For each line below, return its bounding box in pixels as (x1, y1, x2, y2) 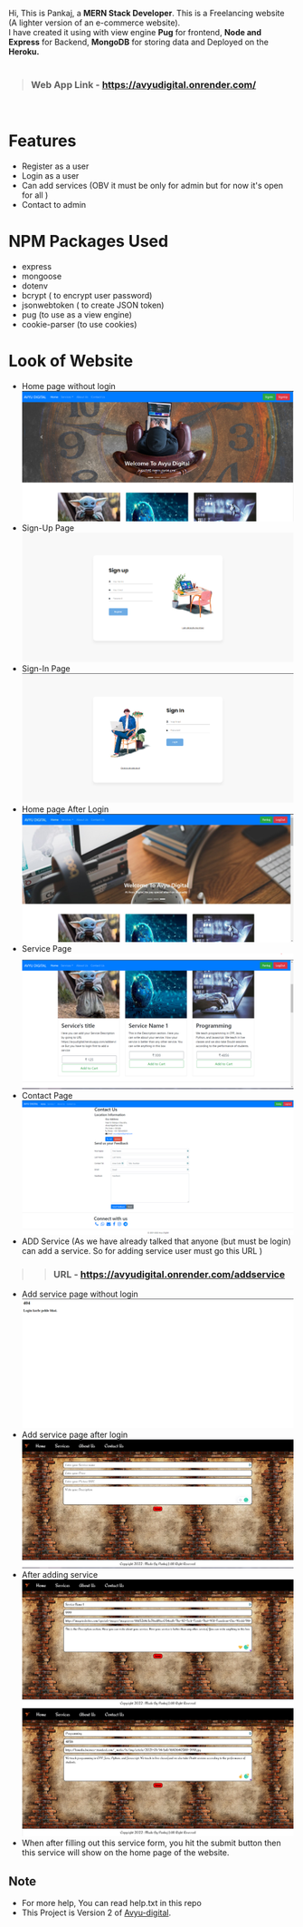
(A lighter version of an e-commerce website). (8, 17, 181, 28)
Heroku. (8, 46, 40, 57)
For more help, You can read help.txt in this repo (21, 1898, 203, 1909)
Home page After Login (21, 804, 109, 815)
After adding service (21, 1570, 99, 1580)
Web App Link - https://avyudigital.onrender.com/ (30, 78, 257, 91)
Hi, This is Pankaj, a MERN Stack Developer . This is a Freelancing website (8, 8, 285, 18)
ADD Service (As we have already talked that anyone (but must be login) (21, 1236, 291, 1247)
